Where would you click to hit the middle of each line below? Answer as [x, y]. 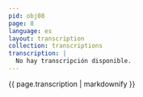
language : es [30, 31]
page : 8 [21, 23]
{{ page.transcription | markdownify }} [72, 84]
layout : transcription [46, 38]
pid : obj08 [27, 16]
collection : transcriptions [56, 46]
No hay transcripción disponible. [74, 61]
